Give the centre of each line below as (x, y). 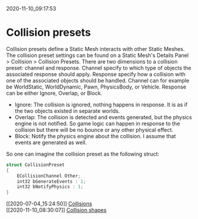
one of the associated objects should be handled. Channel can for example (98, 80)
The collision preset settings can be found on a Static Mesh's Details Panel (97, 55)
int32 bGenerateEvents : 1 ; (51, 181)
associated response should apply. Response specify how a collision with (96, 74)
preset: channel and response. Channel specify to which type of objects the (99, 68)
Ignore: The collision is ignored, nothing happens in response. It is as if (101, 104)
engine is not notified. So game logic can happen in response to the (97, 123)
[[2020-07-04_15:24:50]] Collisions (49, 204)
